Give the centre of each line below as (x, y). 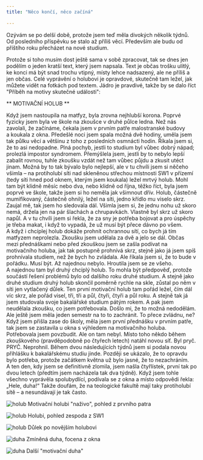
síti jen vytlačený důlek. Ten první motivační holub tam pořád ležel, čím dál (99, 289)
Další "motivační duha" (55, 451)
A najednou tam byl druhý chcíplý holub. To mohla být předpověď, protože (99, 270)
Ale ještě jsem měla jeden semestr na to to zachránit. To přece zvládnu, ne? (101, 315)
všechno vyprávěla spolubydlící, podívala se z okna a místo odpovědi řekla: (100, 379)
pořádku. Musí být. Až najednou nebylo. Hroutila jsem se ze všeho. (90, 263)
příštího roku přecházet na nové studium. (58, 48)
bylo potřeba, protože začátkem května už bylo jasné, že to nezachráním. (98, 360)
